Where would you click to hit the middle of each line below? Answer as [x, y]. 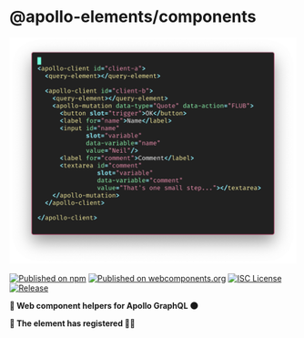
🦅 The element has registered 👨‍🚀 [72, 323]
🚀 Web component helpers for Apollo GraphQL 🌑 [104, 305]
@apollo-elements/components [133, 17]
